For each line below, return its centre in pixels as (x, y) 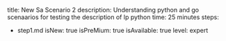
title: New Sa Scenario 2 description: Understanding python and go (103, 10)
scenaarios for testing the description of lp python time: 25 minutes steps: (113, 17)
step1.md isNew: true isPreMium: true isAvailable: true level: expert (113, 30)
